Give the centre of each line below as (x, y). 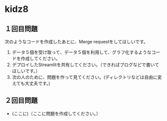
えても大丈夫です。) (31, 83)
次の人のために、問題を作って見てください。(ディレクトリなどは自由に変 (87, 77)
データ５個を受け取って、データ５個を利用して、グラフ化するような (82, 52)
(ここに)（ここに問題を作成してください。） (56, 114)
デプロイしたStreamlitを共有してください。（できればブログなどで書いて (85, 65)
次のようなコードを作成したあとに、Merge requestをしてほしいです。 (76, 42)
